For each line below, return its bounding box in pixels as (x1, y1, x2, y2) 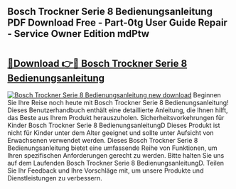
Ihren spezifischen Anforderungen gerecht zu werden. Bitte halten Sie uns (7, 151, 225, 159)
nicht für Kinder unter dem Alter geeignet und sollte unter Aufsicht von (7, 129, 214, 137)
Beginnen (193, 91, 222, 99)
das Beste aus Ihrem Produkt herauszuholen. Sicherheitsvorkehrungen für (7, 114, 225, 121)
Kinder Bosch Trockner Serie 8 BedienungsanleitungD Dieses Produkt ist (7, 121, 220, 129)
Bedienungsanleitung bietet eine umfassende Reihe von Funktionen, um (7, 144, 218, 152)
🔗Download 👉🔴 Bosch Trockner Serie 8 (7, 57, 188, 70)
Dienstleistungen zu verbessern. (7, 174, 102, 182)
